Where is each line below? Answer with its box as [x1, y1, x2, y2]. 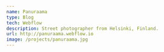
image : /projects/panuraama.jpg [6, 36, 88, 42]
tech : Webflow [6, 20, 43, 26]
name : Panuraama [6, 8, 47, 15]
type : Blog [6, 14, 34, 20]
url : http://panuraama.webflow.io [6, 31, 94, 37]
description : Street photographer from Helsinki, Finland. [6, 25, 159, 32]
